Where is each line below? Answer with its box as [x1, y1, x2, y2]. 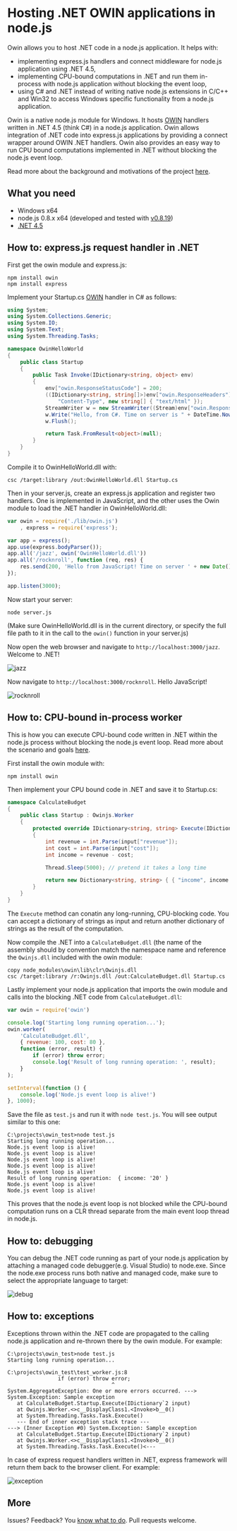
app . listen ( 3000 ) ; [7, 582, 61, 589]
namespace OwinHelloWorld [7, 345, 83, 353]
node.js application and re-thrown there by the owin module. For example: [7, 1337, 223, 1345]
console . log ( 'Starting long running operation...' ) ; [7, 1019, 166, 1026]
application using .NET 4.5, [17, 64, 97, 73]
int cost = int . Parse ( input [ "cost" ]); [44, 844, 159, 852]
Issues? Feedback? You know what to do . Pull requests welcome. [7, 1515, 197, 1524]
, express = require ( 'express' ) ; [20, 524, 119, 531]
